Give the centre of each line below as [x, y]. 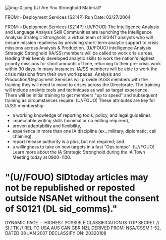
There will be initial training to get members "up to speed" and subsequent [81, 95]
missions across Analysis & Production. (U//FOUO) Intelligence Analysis [78, 48]
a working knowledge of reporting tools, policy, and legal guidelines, [82, 115]
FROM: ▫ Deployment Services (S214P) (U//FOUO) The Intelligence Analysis [82, 27]
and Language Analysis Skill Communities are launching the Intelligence [79, 32]
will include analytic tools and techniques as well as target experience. [77, 90]
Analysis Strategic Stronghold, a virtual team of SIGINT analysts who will [79, 37]
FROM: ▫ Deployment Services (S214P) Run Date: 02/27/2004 [68, 17]
